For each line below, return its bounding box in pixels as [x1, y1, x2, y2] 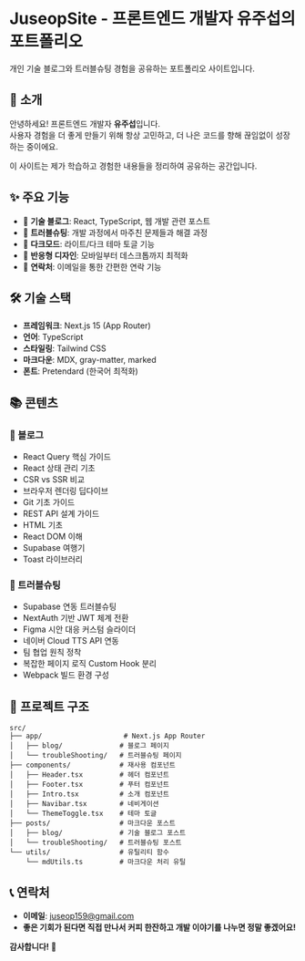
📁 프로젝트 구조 [9, 698, 89, 714]
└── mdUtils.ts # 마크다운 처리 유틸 [25, 858, 187, 867]
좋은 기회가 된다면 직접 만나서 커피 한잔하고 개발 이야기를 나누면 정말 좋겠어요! [22, 922, 296, 933]
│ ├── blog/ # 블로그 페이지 [9, 741, 170, 750]
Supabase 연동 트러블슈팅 [22, 601, 117, 612]
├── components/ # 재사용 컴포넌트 [9, 760, 176, 770]
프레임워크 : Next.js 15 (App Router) [22, 320, 152, 331]
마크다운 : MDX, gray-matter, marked [22, 355, 157, 366]
